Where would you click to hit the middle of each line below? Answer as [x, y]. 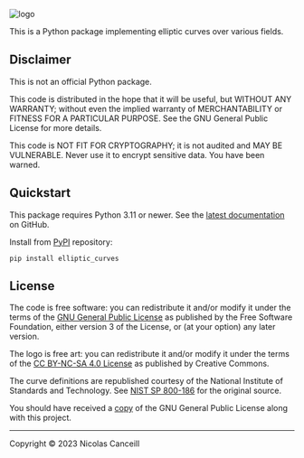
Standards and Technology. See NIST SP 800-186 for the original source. [146, 391]
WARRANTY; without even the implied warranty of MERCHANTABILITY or [146, 108]
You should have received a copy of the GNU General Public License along [148, 408]
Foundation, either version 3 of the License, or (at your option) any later [142, 327]
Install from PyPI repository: [61, 242]
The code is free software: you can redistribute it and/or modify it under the [150, 308]
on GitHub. [29, 224]
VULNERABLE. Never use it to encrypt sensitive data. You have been [137, 154]
